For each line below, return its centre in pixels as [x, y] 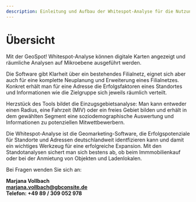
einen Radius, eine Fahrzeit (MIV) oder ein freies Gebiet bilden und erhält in [97, 110]
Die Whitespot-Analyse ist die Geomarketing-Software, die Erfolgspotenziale [98, 133]
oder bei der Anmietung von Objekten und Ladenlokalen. [74, 158]
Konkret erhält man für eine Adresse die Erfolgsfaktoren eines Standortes [94, 86]
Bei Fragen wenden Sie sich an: [44, 169]
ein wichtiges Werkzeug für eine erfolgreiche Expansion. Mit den [84, 146]
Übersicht [31, 40]
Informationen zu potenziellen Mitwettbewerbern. [66, 122]
